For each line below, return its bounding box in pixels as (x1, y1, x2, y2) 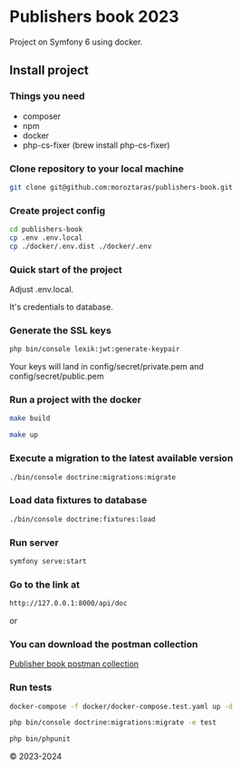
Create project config (9, 204, 106, 217)
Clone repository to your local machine (9, 162, 184, 174)
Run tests (9, 681, 53, 694)
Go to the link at (9, 578, 80, 591)
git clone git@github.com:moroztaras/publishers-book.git (9, 182, 233, 192)
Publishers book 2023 (9, 6, 179, 27)
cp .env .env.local (9, 233, 83, 242)
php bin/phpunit (9, 734, 71, 744)
